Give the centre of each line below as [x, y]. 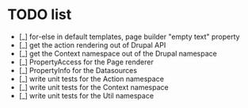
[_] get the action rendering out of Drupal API [92, 44]
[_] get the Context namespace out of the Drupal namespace [118, 53]
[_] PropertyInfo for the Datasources [78, 70]
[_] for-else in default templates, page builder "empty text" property [129, 37]
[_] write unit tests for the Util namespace [86, 95]
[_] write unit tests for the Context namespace [93, 87]
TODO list [40, 15]
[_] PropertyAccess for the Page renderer [86, 62]
